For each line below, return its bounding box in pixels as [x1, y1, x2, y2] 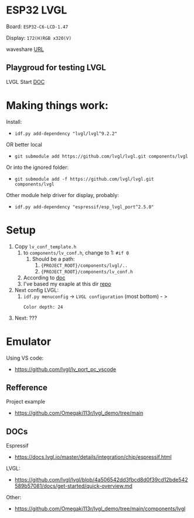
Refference [6, 382, 48, 392]
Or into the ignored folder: [6, 164, 69, 171]
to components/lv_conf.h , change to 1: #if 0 [23, 249, 129, 256]
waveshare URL [6, 45, 44, 53]
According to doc [23, 274, 66, 281]
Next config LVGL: [14, 286, 59, 293]
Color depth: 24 [23, 304, 63, 310]
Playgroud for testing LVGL [6, 63, 107, 73]
